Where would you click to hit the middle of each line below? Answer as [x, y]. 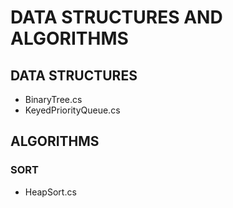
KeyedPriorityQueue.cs [72, 110]
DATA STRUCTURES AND [116, 17]
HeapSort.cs [50, 192]
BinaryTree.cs [53, 99]
